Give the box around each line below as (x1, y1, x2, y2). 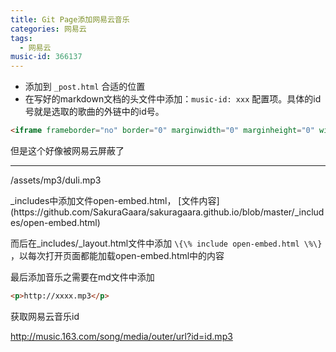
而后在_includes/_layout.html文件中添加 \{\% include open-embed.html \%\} (10, 237, 323, 249)
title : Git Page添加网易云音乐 (10, 14, 130, 25)
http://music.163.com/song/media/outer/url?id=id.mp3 (10, 330, 233, 342)
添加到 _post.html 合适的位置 (24, 81, 146, 93)
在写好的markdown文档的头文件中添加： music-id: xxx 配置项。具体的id (24, 93, 322, 105)
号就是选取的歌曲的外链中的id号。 (24, 106, 165, 118)
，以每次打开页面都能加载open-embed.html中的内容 (10, 250, 225, 261)
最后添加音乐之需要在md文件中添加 (10, 271, 155, 283)
